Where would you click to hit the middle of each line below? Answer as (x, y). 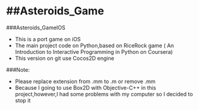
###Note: (18, 69)
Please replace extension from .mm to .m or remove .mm (85, 81)
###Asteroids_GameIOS (36, 27)
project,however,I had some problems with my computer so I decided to (104, 94)
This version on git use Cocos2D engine (64, 58)
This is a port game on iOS (48, 39)
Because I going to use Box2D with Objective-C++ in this (85, 87)
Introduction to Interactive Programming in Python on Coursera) (94, 51)
